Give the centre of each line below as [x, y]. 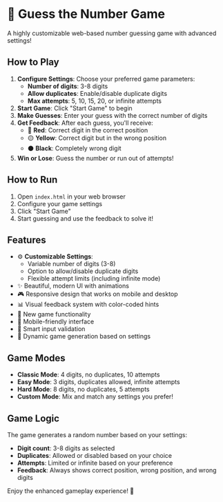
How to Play [33, 62]
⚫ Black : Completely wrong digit [75, 148]
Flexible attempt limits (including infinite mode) [94, 279]
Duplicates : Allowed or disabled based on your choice [95, 455]
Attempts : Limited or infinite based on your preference [95, 463]
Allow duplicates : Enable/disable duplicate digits [97, 93]
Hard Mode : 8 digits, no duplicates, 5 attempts [83, 390]
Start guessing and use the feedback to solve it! [85, 218]
